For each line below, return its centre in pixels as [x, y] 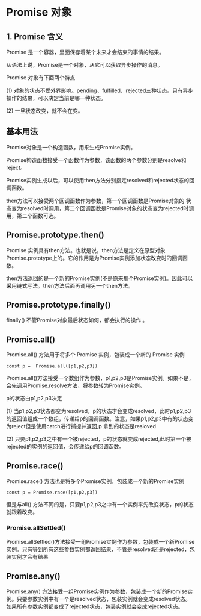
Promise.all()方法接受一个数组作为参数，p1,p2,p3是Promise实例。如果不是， [100, 378]
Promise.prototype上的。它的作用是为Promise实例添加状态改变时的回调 [94, 258]
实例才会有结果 [30, 557]
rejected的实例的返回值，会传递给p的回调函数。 [65, 447]
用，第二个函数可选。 [32, 216]
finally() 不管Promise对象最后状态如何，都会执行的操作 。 [77, 320]
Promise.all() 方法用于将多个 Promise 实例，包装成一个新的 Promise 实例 [95, 355]
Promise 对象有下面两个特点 [41, 78]
